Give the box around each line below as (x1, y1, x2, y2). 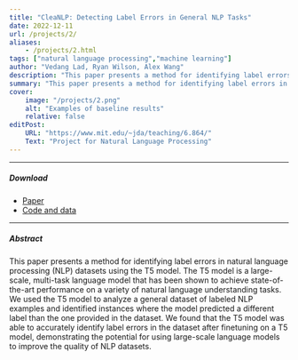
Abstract (9, 233, 43, 244)
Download (9, 172, 49, 183)
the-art (9, 284, 35, 294)
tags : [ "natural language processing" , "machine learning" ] (9, 54, 232, 63)
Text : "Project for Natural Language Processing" (25, 137, 213, 146)
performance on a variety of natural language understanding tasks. (36, 284, 282, 294)
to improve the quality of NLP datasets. (9, 340, 153, 351)
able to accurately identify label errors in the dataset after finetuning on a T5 (9, 322, 288, 332)
